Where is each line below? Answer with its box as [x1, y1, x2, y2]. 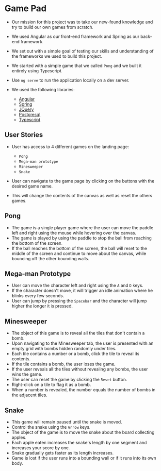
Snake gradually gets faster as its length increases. [11, 450, 114, 455]
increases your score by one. [11, 445, 70, 451]
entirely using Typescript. [11, 67, 63, 73]
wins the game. [11, 371, 43, 377]
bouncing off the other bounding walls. [11, 255, 90, 261]
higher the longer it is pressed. [11, 303, 73, 309]
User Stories [4, 131, 43, 139]
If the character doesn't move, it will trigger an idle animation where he [11, 287, 153, 294]
